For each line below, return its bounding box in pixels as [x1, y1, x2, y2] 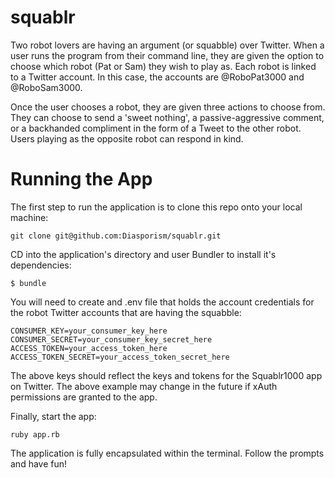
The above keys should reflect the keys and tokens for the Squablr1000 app [10, 369, 323, 381]
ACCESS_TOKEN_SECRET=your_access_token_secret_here [10, 352, 230, 362]
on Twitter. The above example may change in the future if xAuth [10, 380, 278, 392]
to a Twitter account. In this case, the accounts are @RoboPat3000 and [10, 71, 305, 83]
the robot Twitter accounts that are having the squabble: [10, 306, 242, 318]
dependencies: [10, 259, 72, 271]
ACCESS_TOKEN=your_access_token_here [10, 343, 168, 353]
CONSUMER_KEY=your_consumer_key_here [10, 326, 168, 336]
